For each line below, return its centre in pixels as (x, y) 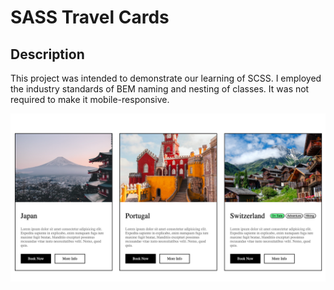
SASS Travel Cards (90, 17)
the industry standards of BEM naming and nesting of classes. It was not (160, 89)
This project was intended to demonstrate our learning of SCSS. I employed (166, 78)
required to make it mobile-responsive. (90, 99)
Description (47, 54)
